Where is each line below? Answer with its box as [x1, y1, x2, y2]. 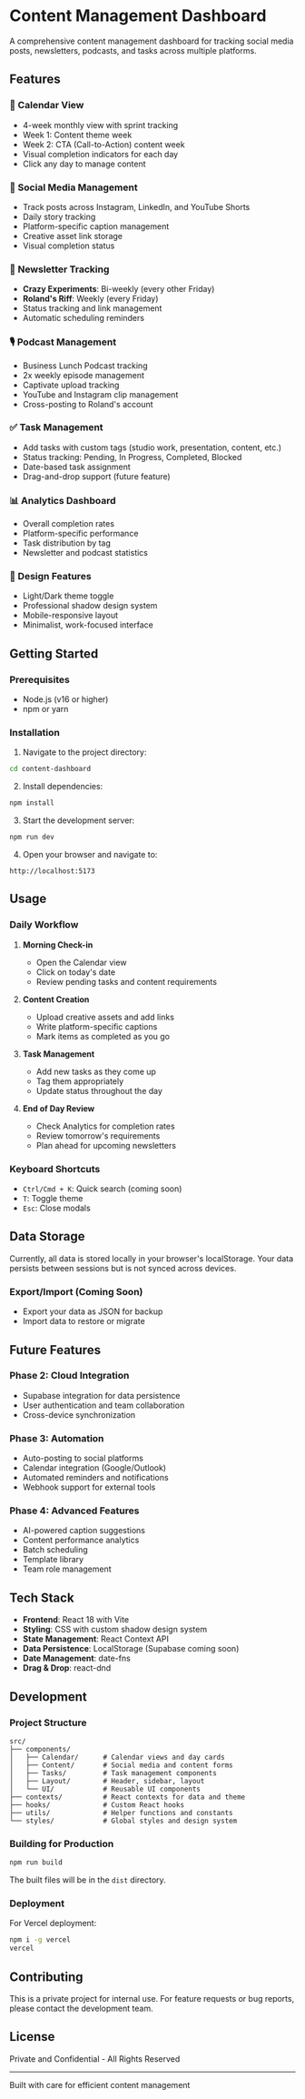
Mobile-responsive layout [22, 610, 118, 621]
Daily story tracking [22, 211, 96, 222]
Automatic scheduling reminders [22, 313, 145, 324]
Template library [22, 1554, 84, 1565]
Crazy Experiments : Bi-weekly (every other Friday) [22, 284, 215, 295]
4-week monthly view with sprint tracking [22, 119, 179, 130]
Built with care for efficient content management [9, 2079, 191, 2090]
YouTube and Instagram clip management [22, 388, 179, 400]
